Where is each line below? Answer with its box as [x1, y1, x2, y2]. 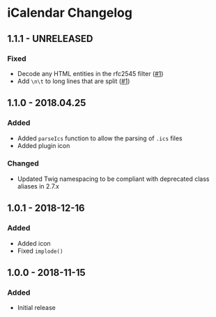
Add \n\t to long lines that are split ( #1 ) [17, 77, 130, 85]
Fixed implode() [17, 246, 63, 255]
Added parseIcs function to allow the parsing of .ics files [17, 134, 183, 142]
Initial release [17, 304, 56, 312]
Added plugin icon [17, 141, 70, 149]
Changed [7, 158, 40, 168]
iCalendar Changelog [7, 5, 132, 21]
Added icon [17, 239, 51, 247]
